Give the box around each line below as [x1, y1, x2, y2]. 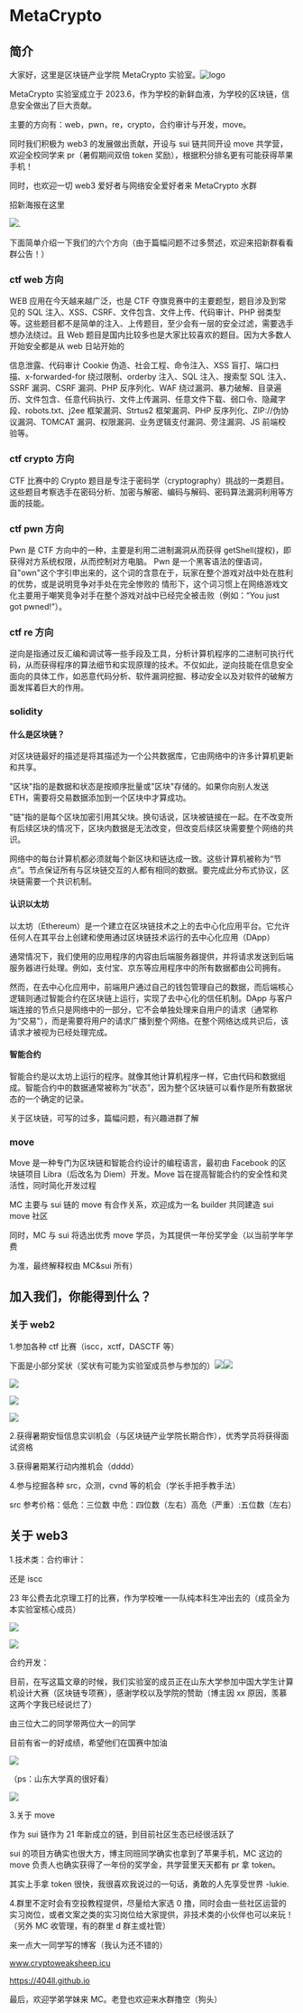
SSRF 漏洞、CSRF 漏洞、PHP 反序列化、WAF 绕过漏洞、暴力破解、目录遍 [9, 383, 282, 393]
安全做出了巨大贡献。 [16, 100, 96, 110]
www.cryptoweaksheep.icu [9, 1957, 111, 1968]
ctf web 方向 [9, 273, 64, 286]
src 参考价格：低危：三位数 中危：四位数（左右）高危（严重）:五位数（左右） [9, 1498, 297, 1510]
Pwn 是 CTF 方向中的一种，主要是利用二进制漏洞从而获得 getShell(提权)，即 [9, 544, 291, 555]
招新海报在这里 [9, 200, 65, 210]
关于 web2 [9, 1318, 56, 1331]
